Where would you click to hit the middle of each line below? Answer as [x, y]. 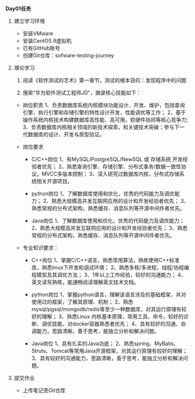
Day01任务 [18, 8]
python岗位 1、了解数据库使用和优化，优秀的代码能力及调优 [103, 194]
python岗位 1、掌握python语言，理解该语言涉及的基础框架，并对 [109, 295]
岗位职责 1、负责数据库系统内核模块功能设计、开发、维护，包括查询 [104, 105]
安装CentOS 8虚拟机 [47, 41]
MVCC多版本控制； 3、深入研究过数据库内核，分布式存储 [111, 174]
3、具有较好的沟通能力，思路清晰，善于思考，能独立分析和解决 [107, 358]
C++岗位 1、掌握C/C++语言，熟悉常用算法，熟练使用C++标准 [105, 260]
